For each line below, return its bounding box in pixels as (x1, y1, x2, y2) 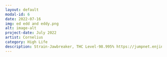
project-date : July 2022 (5, 30, 57, 35)
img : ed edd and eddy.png (5, 21, 59, 26)
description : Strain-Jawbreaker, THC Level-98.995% (5, 44, 114, 49)
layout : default (5, 7, 39, 12)
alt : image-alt (5, 26, 37, 31)
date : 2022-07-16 (5, 16, 41, 21)
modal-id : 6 (5, 12, 30, 17)
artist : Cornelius (5, 35, 43, 40)
